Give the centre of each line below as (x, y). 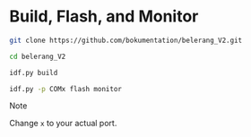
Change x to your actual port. (63, 124)
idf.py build (34, 73)
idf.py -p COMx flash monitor (66, 89)
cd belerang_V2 (38, 56)
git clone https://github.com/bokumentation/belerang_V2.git (126, 40)
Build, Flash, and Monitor (104, 17)
